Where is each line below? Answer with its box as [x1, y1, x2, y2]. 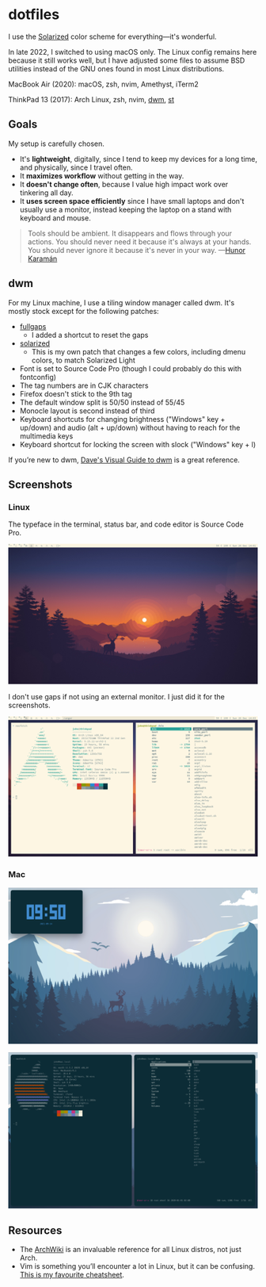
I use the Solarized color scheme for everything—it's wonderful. [8, 32, 217, 41]
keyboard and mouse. [19, 213, 91, 223]
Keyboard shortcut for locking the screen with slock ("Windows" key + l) [19, 439, 256, 449]
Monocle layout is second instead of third [19, 406, 155, 416]
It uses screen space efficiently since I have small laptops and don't [19, 196, 245, 205]
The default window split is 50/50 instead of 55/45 [19, 397, 185, 407]
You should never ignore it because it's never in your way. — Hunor [27, 245, 246, 255]
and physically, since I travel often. [19, 163, 133, 172]
